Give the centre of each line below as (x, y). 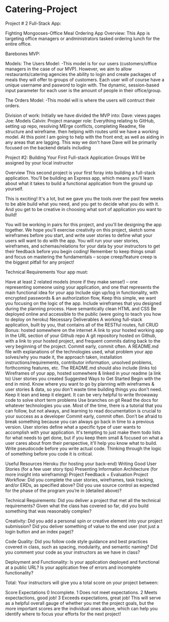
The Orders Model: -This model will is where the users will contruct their (80, 100)
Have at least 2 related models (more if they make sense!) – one (71, 281)
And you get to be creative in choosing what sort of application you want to (83, 209)
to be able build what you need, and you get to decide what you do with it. (82, 204)
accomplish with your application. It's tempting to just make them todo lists (83, 432)
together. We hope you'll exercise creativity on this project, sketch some (80, 230)
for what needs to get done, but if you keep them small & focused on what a (84, 438)
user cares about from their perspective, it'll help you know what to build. (81, 443)
